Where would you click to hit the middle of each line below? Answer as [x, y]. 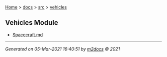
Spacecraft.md [28, 35]
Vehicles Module [32, 23]
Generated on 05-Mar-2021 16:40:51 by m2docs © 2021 [63, 49]
